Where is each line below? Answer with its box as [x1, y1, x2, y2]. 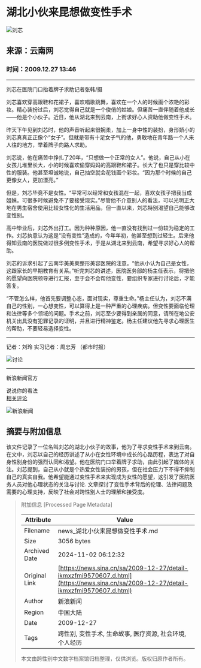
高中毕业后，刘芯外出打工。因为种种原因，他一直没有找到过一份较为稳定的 [6, 224, 190, 231]
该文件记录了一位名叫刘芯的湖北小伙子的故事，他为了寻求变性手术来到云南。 [6, 443, 195, 450]
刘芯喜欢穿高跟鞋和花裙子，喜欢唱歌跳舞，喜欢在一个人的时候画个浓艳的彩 [6, 98, 190, 106]
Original [23, 571, 47, 580]
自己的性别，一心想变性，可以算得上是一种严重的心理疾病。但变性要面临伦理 [6, 302, 195, 309]
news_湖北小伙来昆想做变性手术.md [57, 527, 159, 535]
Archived [23, 547, 50, 555]
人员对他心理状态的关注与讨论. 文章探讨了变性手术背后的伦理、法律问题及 [11, 481, 193, 488]
